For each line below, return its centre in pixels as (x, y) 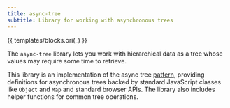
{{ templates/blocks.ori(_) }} (47, 40)
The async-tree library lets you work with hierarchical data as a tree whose (115, 54)
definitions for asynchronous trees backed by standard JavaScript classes (114, 82)
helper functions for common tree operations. (73, 97)
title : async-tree (34, 14)
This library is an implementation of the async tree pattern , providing (106, 75)
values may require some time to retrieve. (67, 61)
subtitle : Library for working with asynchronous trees (90, 20)
